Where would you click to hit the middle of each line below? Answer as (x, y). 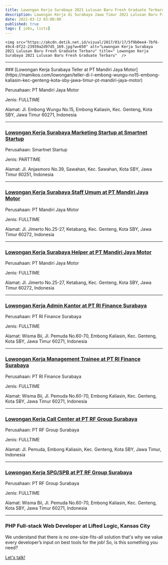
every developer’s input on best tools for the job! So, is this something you (82, 542)
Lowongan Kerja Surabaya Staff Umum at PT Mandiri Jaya (77, 193)
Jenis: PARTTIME (23, 159)
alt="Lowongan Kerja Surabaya (122, 47)
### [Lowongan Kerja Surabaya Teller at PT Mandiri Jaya (64, 70)
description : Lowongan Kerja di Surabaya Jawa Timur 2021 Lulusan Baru (81, 15)
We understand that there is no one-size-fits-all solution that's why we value (84, 537)
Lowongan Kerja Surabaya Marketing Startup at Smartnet (76, 133)
